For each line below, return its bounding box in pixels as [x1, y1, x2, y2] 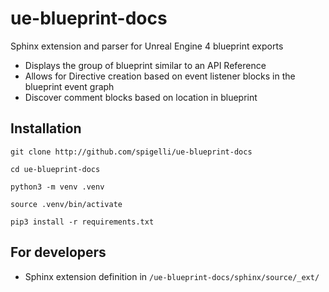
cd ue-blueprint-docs [10, 164, 101, 174]
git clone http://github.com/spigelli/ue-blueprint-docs [10, 147, 253, 157]
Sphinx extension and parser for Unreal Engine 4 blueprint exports [10, 40, 284, 52]
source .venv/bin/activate [10, 199, 123, 209]
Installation [10, 120, 82, 137]
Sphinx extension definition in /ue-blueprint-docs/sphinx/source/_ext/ [24, 270, 320, 282]
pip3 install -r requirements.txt [10, 217, 155, 227]
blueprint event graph [24, 80, 115, 92]
